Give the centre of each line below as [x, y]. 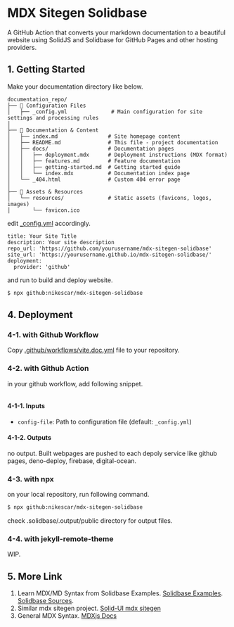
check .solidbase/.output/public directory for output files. [90, 521]
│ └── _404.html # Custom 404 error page [94, 179]
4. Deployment [40, 315]
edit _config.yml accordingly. [49, 223]
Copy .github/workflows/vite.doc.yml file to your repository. [94, 350]
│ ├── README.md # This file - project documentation [113, 142]
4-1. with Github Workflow [53, 334]
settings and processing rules [53, 118]
